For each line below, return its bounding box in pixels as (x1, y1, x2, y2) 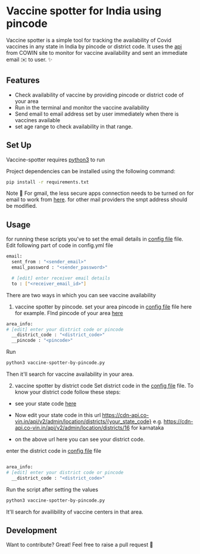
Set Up (6, 140, 32, 150)
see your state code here (14, 400, 77, 407)
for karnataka (130, 424, 164, 431)
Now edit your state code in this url (14, 412, 101, 418)
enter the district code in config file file (6, 447, 102, 454)
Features (6, 76, 40, 86)
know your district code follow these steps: (14, 388, 121, 396)
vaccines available (14, 116, 61, 123)
